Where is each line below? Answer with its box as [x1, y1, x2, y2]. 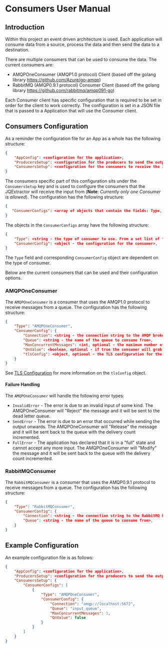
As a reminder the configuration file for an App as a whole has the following [5, 135, 161, 141]
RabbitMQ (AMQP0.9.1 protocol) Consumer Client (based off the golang [12, 82, 160, 88]
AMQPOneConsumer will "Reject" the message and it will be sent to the [12, 407, 160, 413]
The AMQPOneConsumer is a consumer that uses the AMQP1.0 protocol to [5, 298, 150, 305]
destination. [5, 47, 29, 52]
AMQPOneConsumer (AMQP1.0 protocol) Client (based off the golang [12, 71, 156, 77]
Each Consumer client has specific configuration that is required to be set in [5, 97, 161, 103]
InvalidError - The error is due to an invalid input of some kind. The [12, 402, 153, 408]
